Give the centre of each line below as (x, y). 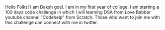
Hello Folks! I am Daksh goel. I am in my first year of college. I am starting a (82, 7)
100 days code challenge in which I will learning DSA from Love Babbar (78, 12)
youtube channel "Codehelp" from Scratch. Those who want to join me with (82, 17)
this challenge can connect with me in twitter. (52, 22)
